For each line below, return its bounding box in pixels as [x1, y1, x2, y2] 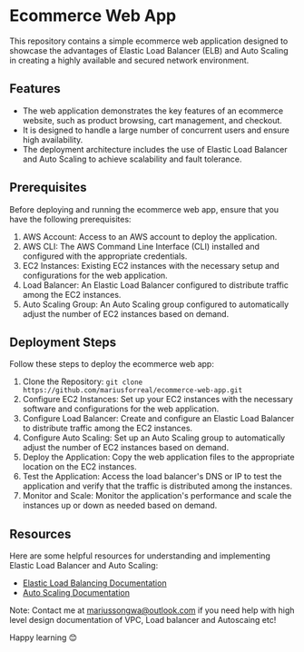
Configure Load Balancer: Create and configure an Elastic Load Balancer [22, 413, 295, 424]
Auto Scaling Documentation [22, 588, 130, 598]
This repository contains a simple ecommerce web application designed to [9, 35, 289, 46]
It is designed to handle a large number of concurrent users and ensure [22, 124, 290, 135]
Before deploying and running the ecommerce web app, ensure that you [9, 203, 279, 214]
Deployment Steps [9, 334, 116, 350]
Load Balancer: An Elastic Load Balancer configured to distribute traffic [22, 279, 289, 291]
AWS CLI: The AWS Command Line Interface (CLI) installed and [22, 241, 260, 252]
